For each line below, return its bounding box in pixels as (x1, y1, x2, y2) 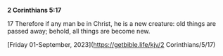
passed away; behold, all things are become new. (7, 27, 151, 35)
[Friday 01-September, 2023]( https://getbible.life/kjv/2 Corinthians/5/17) (7, 41, 216, 48)
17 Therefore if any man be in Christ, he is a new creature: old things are (7, 20, 217, 27)
